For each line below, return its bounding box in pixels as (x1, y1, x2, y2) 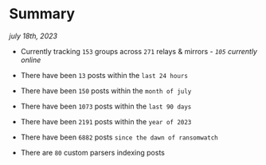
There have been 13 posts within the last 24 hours (20, 70, 188, 80)
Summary (9, 5, 75, 23)
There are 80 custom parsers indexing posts (20, 147, 166, 157)
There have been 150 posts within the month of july (20, 85, 192, 96)
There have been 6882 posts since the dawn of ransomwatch (20, 132, 218, 142)
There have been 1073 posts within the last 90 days (20, 101, 192, 111)
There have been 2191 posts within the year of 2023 (20, 116, 192, 126)
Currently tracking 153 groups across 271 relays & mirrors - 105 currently (20, 46, 258, 56)
